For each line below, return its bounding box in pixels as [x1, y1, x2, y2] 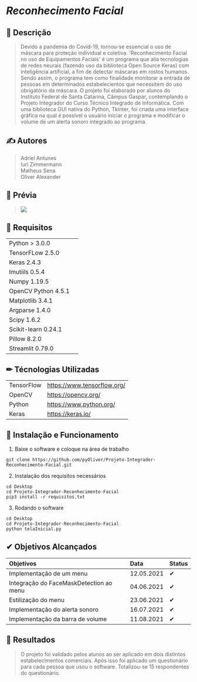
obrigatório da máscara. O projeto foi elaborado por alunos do [20, 87, 171, 94]
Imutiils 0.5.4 [9, 268, 45, 276]
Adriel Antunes [20, 154, 57, 161]
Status [169, 559, 188, 567]
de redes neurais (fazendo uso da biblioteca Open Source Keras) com [20, 62, 189, 69]
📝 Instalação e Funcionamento [6, 430, 119, 440]
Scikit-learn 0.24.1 [9, 325, 63, 334]
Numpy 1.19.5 [9, 278, 49, 286]
